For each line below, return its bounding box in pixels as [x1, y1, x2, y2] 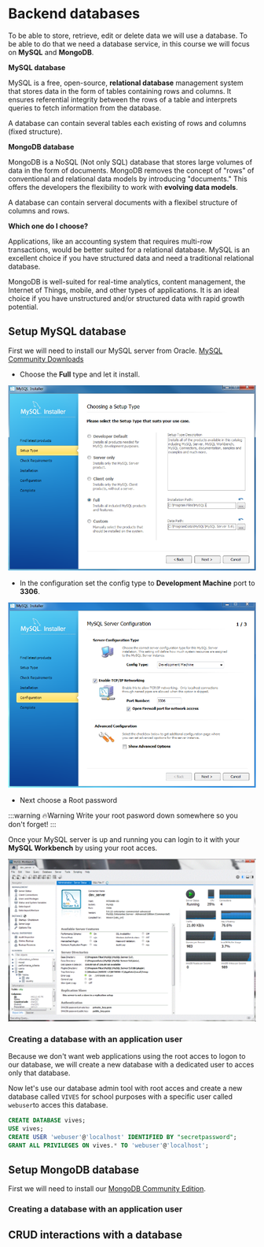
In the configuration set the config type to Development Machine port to [19, 578, 255, 588]
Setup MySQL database [8, 325, 126, 339]
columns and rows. [8, 206, 70, 215]
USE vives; [8, 1125, 44, 1133]
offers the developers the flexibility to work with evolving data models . [8, 182, 238, 191]
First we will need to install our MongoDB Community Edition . [8, 1184, 207, 1193]
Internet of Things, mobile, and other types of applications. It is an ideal [8, 285, 240, 295]
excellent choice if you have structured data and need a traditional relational [8, 253, 254, 262]
